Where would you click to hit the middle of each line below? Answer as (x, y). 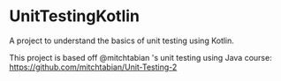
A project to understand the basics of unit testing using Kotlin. (122, 40)
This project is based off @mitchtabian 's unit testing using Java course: (140, 57)
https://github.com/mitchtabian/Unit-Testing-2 (93, 67)
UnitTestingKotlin (74, 16)
